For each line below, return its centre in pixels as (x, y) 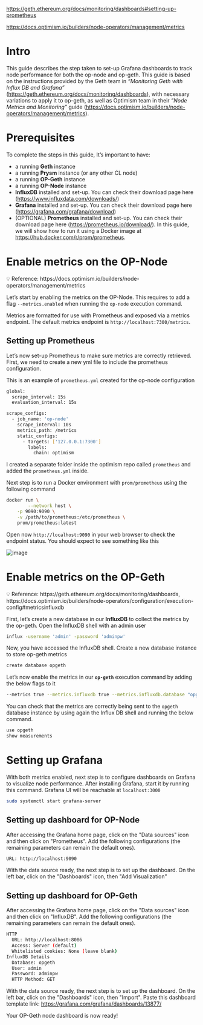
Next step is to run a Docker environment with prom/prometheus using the (97, 483)
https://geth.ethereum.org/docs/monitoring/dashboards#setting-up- (92, 9)
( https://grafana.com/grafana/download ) (66, 211)
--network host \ (50, 506)
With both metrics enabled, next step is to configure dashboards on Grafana (101, 777)
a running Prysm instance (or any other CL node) (76, 173)
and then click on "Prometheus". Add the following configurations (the (93, 841)
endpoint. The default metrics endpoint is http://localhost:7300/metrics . (98, 321)
